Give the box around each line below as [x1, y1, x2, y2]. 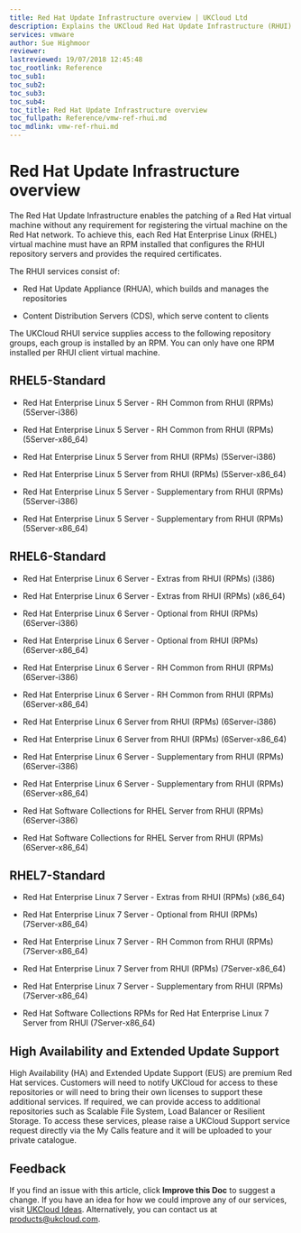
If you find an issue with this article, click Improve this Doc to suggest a [9, 1185, 276, 1195]
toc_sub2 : [9, 80, 47, 89]
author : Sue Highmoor [9, 38, 91, 48]
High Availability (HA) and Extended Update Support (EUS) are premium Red [9, 1068, 293, 1079]
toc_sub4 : [9, 97, 47, 106]
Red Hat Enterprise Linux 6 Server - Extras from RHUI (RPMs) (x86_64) [22, 590, 286, 601]
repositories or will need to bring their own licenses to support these [9, 1087, 263, 1098]
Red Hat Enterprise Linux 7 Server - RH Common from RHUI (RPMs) [22, 936, 274, 947]
